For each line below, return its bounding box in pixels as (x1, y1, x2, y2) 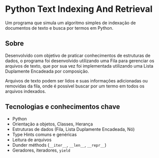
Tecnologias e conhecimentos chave (5, 103, 120, 111)
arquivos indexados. (5, 88, 46, 94)
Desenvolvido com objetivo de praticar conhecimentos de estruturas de (5, 52, 151, 58)
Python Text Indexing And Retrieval (5, 3, 153, 15)
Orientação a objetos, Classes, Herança (12, 121, 93, 127)
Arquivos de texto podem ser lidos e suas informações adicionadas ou (5, 78, 148, 83)
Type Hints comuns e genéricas (12, 131, 77, 137)
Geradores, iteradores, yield (12, 147, 70, 153)
